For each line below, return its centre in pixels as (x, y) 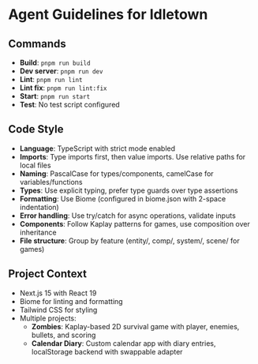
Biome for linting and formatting (71, 301)
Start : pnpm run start (55, 96)
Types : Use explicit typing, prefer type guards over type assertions (129, 190)
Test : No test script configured (69, 105)
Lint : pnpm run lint (51, 79)
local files (35, 165)
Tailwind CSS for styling (58, 310)
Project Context (47, 274)
